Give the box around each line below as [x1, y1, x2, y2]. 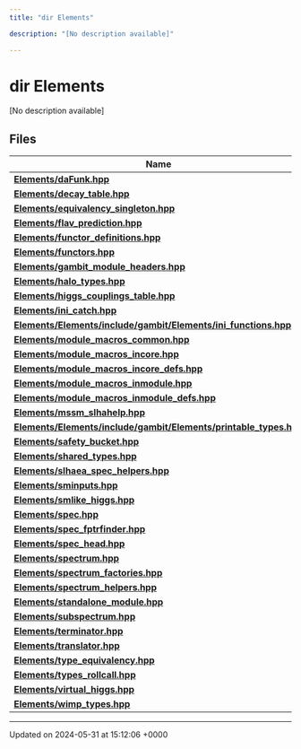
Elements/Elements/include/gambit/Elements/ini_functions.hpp [13, 319, 292, 332]
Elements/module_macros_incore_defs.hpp [13, 362, 203, 375]
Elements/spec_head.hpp [13, 537, 125, 550]
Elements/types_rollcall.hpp [13, 669, 136, 682]
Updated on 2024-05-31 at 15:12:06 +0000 [9, 729, 168, 740]
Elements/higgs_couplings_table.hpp [13, 290, 176, 302]
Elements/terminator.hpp [13, 625, 124, 638]
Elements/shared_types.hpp [13, 450, 137, 463]
